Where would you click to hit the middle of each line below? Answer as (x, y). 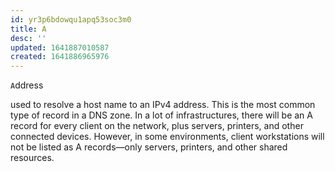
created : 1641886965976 (60, 57)
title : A (28, 29)
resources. (32, 158)
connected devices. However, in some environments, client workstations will (167, 137)
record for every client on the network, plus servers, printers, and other (157, 126)
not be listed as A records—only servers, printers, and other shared (149, 147)
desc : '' (28, 38)
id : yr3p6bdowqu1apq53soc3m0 (71, 19)
